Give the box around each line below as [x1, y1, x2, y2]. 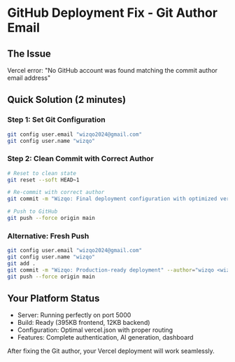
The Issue [7, 48, 51, 60]
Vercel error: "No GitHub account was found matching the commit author [7, 67, 218, 74]
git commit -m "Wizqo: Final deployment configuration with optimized [7, 195, 218, 202]
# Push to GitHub [7, 208, 58, 215]
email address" [7, 74, 51, 82]
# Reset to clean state [7, 169, 77, 176]
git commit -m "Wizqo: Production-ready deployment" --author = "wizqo [7, 266, 215, 274]
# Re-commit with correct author [7, 189, 105, 196]
